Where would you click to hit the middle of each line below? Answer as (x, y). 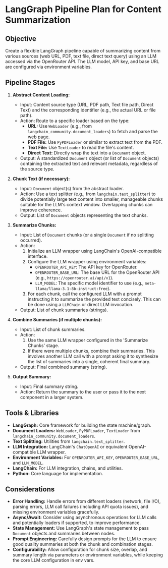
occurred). (31, 240)
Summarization (38, 20)
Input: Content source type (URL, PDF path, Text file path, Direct (87, 104)
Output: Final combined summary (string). (64, 367)
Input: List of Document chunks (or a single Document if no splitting (87, 235)
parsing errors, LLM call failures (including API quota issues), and (80, 507)
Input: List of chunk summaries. (53, 329)
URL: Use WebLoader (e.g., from (60, 126)
